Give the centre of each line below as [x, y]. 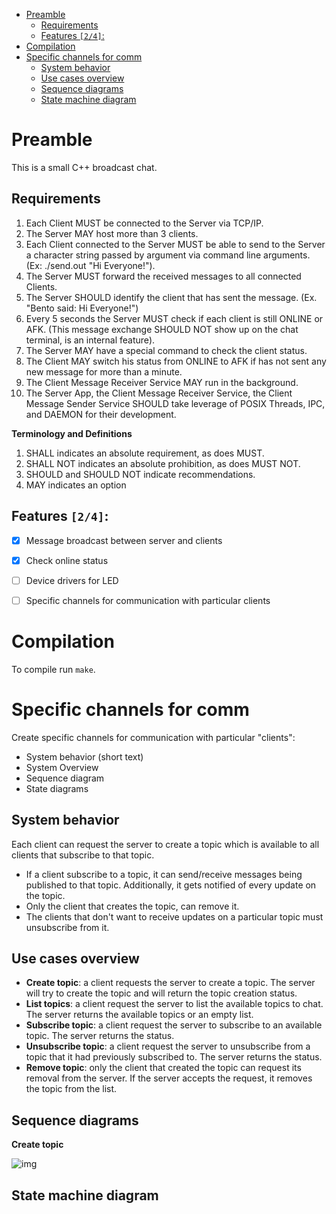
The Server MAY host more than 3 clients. [112, 233]
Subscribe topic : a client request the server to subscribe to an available [174, 1025]
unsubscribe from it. [67, 927]
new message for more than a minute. [104, 371]
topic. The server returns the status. [100, 1036]
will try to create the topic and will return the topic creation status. [161, 993]
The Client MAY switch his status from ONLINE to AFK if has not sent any [176, 361]
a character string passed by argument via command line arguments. [168, 255]
